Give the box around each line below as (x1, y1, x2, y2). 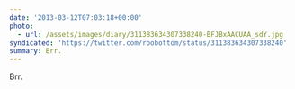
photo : (9, 22, 34, 31)
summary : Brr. (9, 47, 63, 56)
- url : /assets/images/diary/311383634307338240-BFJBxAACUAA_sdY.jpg (17, 30, 283, 39)
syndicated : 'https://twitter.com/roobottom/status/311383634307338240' (9, 38, 288, 48)
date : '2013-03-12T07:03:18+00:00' (9, 13, 143, 22)
